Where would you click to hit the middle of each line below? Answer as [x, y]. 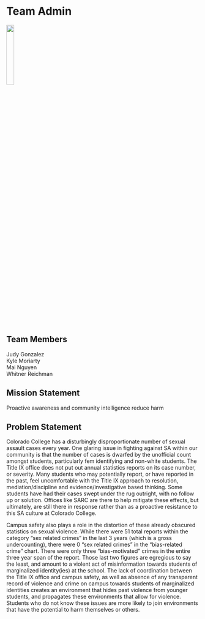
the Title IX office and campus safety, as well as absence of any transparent [102, 577]
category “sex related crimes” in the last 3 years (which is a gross [89, 538]
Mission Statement [43, 393]
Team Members [37, 340]
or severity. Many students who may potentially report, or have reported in [100, 474]
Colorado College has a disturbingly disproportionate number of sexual [96, 441]
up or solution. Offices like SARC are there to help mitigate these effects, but [102, 500]
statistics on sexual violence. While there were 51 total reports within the [97, 531]
